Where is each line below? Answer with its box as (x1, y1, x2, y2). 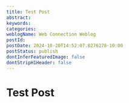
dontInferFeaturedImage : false (6, 54, 85, 60)
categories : (6, 25, 36, 32)
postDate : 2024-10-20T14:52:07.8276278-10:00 (6, 43, 123, 49)
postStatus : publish (6, 48, 59, 55)
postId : (6, 37, 26, 43)
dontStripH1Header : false (6, 59, 71, 65)
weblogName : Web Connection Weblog (6, 32, 96, 38)
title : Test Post (6, 8, 50, 15)
